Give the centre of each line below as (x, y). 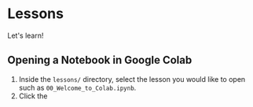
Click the (33, 96)
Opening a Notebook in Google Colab (100, 60)
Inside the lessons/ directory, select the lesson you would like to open (132, 79)
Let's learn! (26, 35)
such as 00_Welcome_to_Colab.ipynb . (77, 87)
